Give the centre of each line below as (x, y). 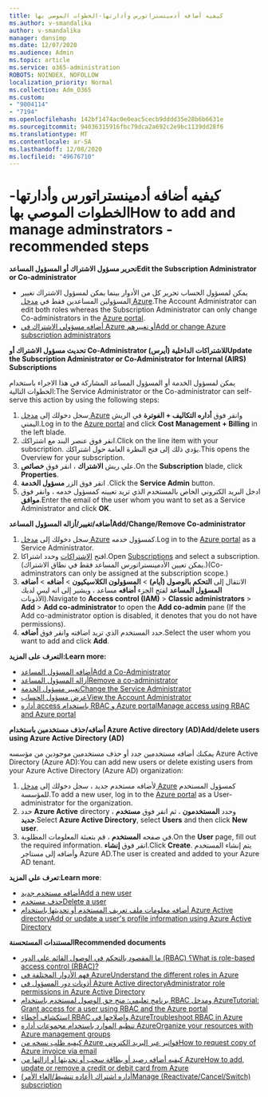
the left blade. (43, 432)
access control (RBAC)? (59, 966)
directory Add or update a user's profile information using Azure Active (136, 918)
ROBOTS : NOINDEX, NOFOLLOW (54, 75)
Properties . (39, 474)
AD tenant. (38, 863)
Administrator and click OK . (66, 509)
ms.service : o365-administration (65, 68)
